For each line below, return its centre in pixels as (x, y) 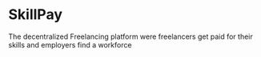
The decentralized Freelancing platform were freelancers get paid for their (131, 36)
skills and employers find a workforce (70, 44)
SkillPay (35, 15)
